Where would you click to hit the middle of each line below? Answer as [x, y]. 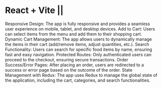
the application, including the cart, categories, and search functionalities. [78, 80]
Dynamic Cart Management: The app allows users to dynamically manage [79, 39]
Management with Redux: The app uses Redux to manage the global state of [81, 75]
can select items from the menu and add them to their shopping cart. [74, 34]
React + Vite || [34, 10]
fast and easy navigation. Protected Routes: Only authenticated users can [78, 54]
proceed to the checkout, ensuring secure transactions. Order [67, 59]
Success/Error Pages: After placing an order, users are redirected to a [74, 65]
